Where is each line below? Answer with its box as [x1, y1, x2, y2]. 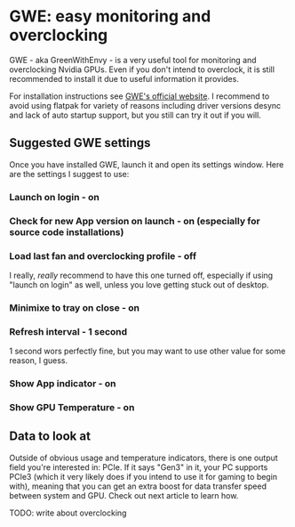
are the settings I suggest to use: [9, 168, 130, 179]
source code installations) [9, 225, 124, 238]
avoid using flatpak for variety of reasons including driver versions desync [9, 100, 282, 110]
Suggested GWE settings [9, 135, 151, 150]
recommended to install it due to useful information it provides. [9, 73, 240, 84]
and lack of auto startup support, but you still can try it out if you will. [9, 109, 262, 120]
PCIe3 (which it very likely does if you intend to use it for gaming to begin [9, 471, 278, 482]
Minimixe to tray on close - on [9, 301, 140, 313]
